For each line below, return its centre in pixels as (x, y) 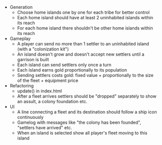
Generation (21, 7)
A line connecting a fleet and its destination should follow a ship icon (87, 112)
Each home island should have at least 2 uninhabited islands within (85, 18)
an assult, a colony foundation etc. (52, 101)
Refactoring (22, 86)
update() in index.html (40, 91)
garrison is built (33, 59)
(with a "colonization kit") (43, 49)
